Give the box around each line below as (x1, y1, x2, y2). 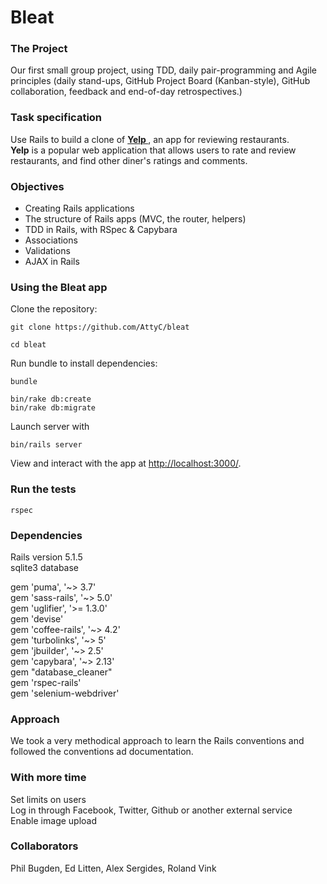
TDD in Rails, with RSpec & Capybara (24, 224, 178, 236)
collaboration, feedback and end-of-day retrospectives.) (10, 86, 243, 98)
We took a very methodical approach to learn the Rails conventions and (10, 735, 305, 747)
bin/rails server (10, 440, 83, 450)
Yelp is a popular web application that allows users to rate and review (10, 144, 297, 156)
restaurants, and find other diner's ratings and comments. (10, 154, 248, 166)
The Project (10, 42, 68, 56)
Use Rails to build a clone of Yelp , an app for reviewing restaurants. (10, 133, 290, 145)
